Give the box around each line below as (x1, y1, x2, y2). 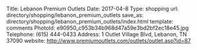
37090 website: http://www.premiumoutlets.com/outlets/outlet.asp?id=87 (6, 37, 191, 44)
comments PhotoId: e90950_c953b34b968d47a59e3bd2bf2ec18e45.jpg (6, 24, 189, 31)
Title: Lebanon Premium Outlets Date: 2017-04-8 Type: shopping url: (6, 5, 179, 12)
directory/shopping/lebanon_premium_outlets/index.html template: (6, 18, 174, 25)
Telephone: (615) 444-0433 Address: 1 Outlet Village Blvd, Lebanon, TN (6, 31, 187, 38)
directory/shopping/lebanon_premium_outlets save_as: (6, 11, 144, 19)
